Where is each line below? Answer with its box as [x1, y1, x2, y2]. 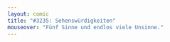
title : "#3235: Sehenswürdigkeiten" [7, 17, 116, 24]
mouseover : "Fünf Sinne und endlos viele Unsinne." [7, 23, 164, 31]
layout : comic [7, 10, 50, 18]
